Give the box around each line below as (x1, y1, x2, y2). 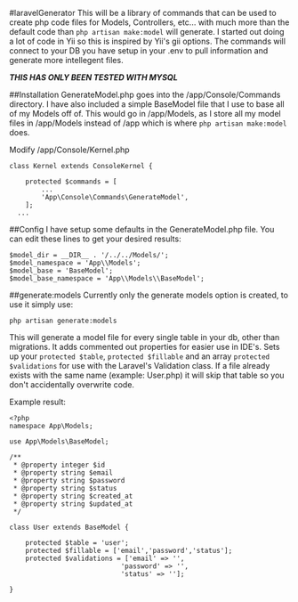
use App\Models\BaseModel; (9, 437, 109, 446)
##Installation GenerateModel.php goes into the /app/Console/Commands (9, 89, 281, 100)
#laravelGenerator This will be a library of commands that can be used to (9, 8, 278, 18)
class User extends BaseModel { (9, 523, 129, 532)
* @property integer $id (12, 460, 105, 469)
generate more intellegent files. (9, 55, 124, 65)
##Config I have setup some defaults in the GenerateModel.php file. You (9, 224, 275, 234)
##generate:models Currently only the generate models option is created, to (9, 289, 289, 300)
